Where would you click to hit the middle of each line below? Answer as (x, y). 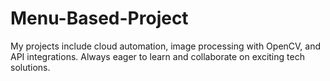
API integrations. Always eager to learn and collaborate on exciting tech (157, 56)
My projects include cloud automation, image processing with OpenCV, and (166, 46)
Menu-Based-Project (99, 18)
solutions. (30, 67)
